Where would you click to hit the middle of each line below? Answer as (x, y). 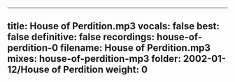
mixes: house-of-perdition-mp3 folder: (94, 59)
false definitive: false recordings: (81, 37)
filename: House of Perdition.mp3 (136, 48)
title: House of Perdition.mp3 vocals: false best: (114, 26)
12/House (29, 70)
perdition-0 (33, 48)
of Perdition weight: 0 (100, 70)
